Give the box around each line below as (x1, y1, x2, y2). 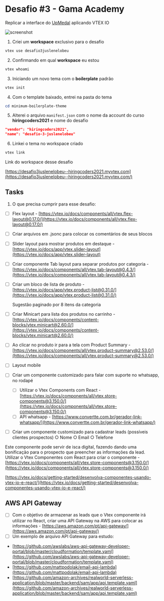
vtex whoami (5, 66, 29, 72)
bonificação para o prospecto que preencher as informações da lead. (5, 449, 145, 455)
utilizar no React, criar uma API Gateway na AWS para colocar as (12, 517, 143, 523)
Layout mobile (12, 362, 41, 368)
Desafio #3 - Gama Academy (5, 3, 125, 15)
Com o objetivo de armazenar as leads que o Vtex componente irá (12, 512, 146, 518)
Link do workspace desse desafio (5, 159, 73, 165)
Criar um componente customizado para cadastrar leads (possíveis (12, 429, 148, 435)
